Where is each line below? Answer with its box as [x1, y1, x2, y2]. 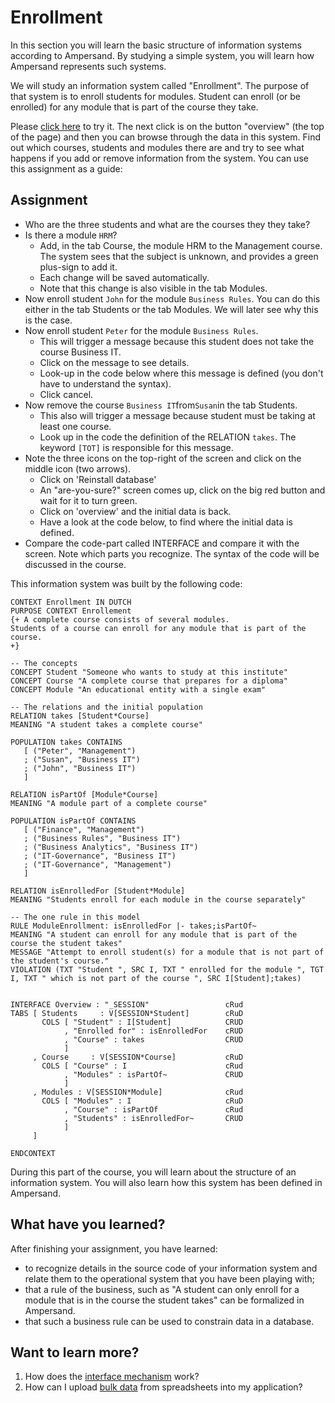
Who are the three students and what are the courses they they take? [24, 218, 311, 230]
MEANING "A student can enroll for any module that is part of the [10, 929, 298, 940]
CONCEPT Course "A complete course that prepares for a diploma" [10, 676, 288, 686]
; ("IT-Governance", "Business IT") [23, 851, 177, 861]
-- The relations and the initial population [10, 702, 203, 712]
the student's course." [10, 956, 110, 966]
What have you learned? [10, 1216, 166, 1233]
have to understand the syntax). [39, 377, 172, 390]
